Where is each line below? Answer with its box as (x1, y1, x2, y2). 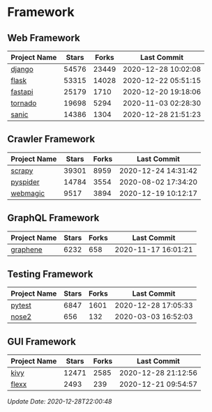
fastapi (10, 87, 33, 96)
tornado (10, 98, 37, 108)
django (10, 64, 33, 74)
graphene (10, 245, 43, 254)
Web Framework (7, 32, 80, 44)
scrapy (10, 165, 33, 175)
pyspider (10, 177, 40, 187)
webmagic (10, 188, 45, 198)
